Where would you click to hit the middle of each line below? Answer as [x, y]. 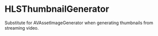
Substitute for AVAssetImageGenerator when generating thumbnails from [79, 23]
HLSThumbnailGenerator [57, 9]
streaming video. [22, 28]
